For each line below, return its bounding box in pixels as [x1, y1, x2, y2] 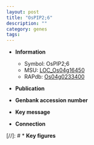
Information [15, 48, 46, 55]
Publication [15, 85, 45, 92]
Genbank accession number [15, 97, 88, 104]
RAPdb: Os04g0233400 [24, 73, 85, 80]
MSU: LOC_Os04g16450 [24, 66, 85, 74]
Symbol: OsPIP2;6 [24, 60, 70, 68]
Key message [15, 108, 50, 116]
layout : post [6, 9, 39, 15]
